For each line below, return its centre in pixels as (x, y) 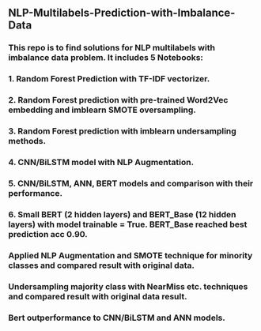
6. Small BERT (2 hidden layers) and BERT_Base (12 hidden (122, 214)
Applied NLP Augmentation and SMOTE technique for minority (130, 255)
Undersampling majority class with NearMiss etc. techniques (128, 286)
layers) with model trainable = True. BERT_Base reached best (128, 224)
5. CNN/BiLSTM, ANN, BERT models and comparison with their (131, 183)
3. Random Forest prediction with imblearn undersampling (123, 131)
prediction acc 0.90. (48, 234)
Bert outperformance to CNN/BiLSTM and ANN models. (117, 318)
